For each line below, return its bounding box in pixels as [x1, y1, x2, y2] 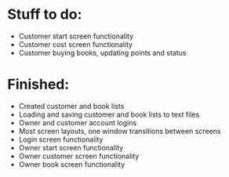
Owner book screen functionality [18, 159, 125, 169]
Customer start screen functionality [18, 31, 134, 41]
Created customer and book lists [18, 101, 125, 110]
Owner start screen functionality [18, 143, 124, 152]
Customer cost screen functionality [18, 39, 133, 49]
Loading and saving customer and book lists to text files [18, 110, 200, 119]
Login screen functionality [18, 135, 104, 144]
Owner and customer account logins [18, 117, 137, 127]
